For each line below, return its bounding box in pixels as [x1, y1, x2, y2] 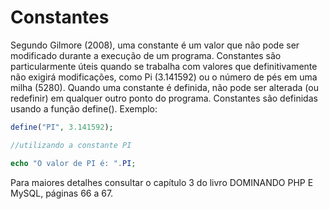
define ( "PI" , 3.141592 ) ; [10, 122, 114, 132]
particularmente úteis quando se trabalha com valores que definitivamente [10, 60, 318, 72]
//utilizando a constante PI [10, 140, 132, 150]
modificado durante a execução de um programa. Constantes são [10, 49, 282, 61]
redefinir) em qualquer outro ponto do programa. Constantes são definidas [10, 92, 318, 104]
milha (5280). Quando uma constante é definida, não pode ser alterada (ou [10, 81, 319, 93]
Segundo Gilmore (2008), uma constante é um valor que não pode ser [10, 39, 300, 51]
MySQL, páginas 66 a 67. [10, 187, 114, 199]
